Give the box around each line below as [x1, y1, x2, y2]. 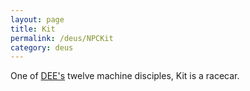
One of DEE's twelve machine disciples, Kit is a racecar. [10, 70, 240, 82]
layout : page [10, 14, 65, 25]
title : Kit [10, 24, 56, 34]
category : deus [10, 42, 74, 53]
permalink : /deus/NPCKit [10, 33, 114, 43]
